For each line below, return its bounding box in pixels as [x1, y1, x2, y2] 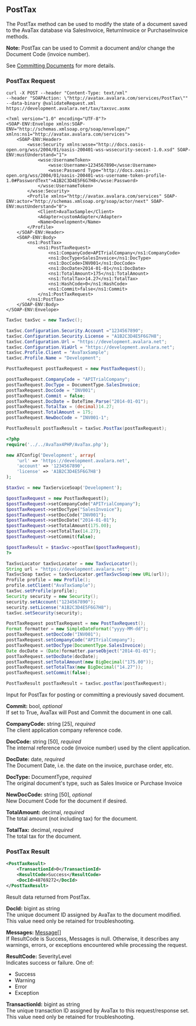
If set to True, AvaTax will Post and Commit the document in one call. [6, 709, 172, 716]
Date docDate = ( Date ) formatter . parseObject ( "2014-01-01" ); [6, 648, 157, 654]
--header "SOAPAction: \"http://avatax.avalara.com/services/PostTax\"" [6, 96, 188, 101]
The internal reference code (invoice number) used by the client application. [6, 744, 191, 751]
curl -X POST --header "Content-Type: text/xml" [6, 90, 128, 96]
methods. [6, 32, 29, 40]
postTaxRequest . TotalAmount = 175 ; [6, 409, 94, 415]
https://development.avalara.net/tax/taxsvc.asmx [6, 106, 131, 111]
